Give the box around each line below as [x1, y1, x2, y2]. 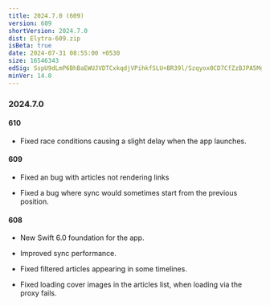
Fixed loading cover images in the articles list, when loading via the [19, 279, 243, 290]
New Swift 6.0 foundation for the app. [19, 233, 145, 242]
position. [19, 196, 50, 206]
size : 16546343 [8, 57, 59, 65]
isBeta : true [8, 42, 52, 50]
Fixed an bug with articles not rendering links [19, 172, 170, 182]
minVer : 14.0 [8, 72, 52, 80]
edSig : [8, 64, 31, 72]
